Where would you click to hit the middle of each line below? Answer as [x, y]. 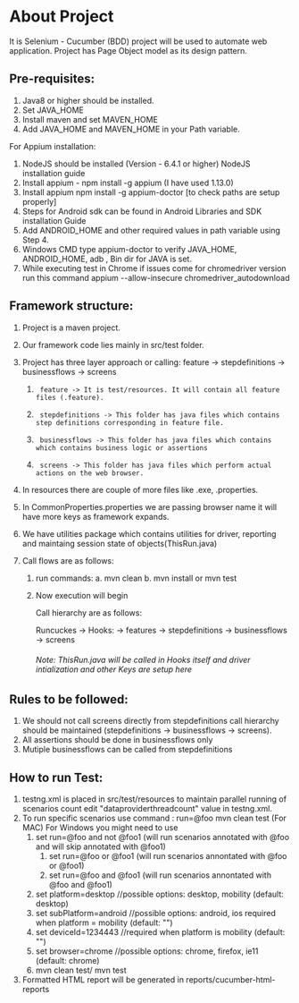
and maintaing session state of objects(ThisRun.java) [120, 543]
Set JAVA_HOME [53, 110]
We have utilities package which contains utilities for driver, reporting [149, 533]
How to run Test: [56, 777]
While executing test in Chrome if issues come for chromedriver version [154, 268]
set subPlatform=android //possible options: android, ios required [156, 913]
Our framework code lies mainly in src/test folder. [113, 344]
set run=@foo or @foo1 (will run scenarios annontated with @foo [168, 856]
